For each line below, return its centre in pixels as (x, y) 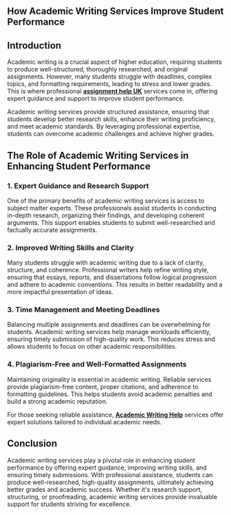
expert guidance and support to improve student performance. (96, 98)
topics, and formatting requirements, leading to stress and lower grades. (109, 84)
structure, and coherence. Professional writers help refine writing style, (108, 270)
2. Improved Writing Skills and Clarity (70, 248)
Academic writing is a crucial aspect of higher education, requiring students (114, 62)
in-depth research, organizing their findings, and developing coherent (106, 215)
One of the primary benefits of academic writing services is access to (106, 200)
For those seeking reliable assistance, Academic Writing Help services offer (115, 415)
